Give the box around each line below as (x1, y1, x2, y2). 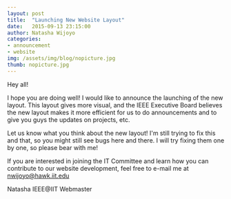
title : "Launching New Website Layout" (7, 17, 125, 23)
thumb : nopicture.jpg (7, 61, 70, 68)
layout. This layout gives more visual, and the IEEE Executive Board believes (7, 101, 223, 109)
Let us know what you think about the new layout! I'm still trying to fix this (7, 129, 216, 137)
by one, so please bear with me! (7, 143, 99, 151)
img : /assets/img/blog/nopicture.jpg (7, 55, 116, 62)
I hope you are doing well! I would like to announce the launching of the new (7, 94, 223, 102)
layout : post (7, 10, 45, 17)
